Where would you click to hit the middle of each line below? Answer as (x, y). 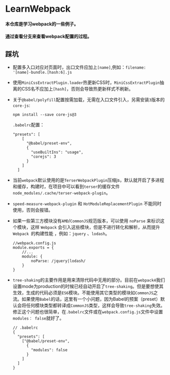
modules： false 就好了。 (38, 318)
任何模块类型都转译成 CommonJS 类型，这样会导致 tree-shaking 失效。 (95, 305)
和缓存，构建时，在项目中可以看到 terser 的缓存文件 (66, 187)
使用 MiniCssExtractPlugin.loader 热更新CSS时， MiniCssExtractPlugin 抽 (88, 82)
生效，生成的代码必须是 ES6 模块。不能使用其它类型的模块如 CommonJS (83, 293)
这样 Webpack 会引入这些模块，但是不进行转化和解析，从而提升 (95, 227)
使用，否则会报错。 (33, 210)
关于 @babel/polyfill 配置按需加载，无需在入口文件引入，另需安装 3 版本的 (89, 100)
